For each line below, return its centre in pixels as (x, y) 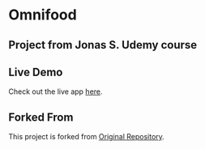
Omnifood (43, 15)
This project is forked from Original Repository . (86, 137)
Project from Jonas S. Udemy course (103, 45)
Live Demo (36, 72)
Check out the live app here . (56, 92)
